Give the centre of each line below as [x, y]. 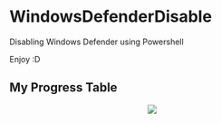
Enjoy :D [25, 59]
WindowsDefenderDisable [111, 17]
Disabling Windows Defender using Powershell [96, 42]
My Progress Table [63, 88]
